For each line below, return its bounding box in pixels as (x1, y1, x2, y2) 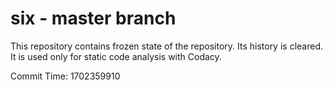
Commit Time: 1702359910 (10, 70, 121, 82)
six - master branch (10, 7, 177, 30)
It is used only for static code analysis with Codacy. (10, 50, 222, 62)
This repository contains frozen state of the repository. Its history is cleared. (10, 40, 323, 52)
